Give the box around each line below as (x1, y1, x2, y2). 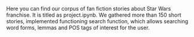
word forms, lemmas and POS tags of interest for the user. (6, 24, 150, 31)
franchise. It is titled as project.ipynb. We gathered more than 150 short (6, 11, 181, 18)
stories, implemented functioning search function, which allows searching (6, 18, 189, 24)
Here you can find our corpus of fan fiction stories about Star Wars (6, 5, 171, 12)
